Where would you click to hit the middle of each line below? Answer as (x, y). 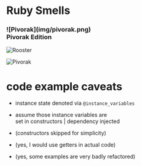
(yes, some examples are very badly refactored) (75, 157)
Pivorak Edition (29, 37)
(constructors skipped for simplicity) (60, 133)
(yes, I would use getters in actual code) (65, 145)
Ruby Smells (38, 11)
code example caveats (64, 86)
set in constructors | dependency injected (67, 121)
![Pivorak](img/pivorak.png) (49, 30)
